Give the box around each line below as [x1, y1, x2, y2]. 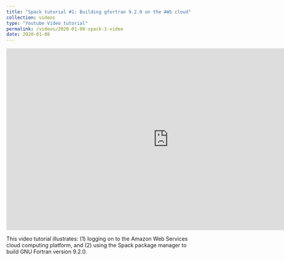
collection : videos [6, 15, 56, 21]
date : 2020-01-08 [6, 32, 50, 38]
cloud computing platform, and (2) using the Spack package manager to [6, 242, 187, 249]
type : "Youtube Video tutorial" [6, 20, 88, 26]
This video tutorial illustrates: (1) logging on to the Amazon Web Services [6, 235, 188, 242]
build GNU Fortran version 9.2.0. [6, 248, 87, 255]
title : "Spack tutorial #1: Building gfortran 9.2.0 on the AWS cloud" [6, 8, 191, 15]
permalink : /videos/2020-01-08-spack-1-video [6, 25, 123, 32]
